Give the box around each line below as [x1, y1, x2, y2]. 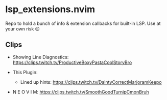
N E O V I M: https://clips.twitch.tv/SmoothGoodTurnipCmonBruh [12, 89, 149, 95]
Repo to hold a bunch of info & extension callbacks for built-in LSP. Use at [5, 20, 161, 26]
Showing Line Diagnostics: [12, 54, 69, 60]
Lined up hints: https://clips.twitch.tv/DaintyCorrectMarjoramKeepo [20, 79, 162, 85]
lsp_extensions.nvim [5, 4, 96, 15]
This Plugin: [12, 69, 38, 75]
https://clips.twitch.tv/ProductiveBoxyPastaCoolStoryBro [12, 59, 132, 65]
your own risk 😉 [5, 25, 40, 31]
